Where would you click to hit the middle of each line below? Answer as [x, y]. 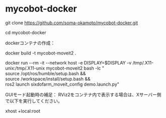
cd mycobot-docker [26, 32]
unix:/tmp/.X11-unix [25, 68]
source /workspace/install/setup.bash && [48, 79]
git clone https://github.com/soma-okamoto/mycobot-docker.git [72, 23]
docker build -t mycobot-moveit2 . [41, 53]
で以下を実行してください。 [34, 101]
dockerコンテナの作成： [30, 43]
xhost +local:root [23, 111]
